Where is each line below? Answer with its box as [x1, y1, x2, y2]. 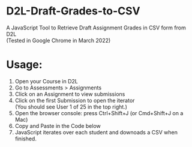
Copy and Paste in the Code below [14, 122, 101, 130]
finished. [14, 135, 37, 142]
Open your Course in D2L [14, 77, 78, 85]
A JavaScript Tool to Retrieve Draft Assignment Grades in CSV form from [6, 24, 186, 31]
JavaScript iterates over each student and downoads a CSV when [14, 128, 178, 136]
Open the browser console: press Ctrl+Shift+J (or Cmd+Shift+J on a [14, 109, 184, 116]
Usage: [6, 58, 43, 71]
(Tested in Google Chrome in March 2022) [6, 37, 111, 44]
